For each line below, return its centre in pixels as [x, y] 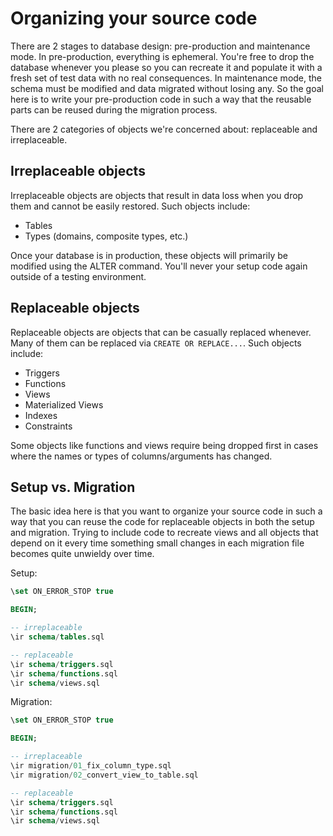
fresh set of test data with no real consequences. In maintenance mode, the [166, 78]
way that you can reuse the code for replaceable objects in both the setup [162, 522]
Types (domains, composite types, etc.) [106, 236]
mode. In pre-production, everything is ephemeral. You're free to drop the [162, 56]
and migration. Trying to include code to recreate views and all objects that [164, 533]
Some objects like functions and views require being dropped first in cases [164, 445]
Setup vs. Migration [73, 487]
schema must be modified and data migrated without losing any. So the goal [167, 88]
